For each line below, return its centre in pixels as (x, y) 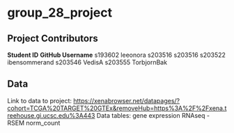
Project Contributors (53, 38)
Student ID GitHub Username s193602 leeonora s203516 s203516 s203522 (117, 55)
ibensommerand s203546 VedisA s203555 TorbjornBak (87, 62)
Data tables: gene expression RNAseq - (153, 115)
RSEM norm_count (34, 123)
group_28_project (60, 13)
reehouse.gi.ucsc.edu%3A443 (51, 115)
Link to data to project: (39, 100)
